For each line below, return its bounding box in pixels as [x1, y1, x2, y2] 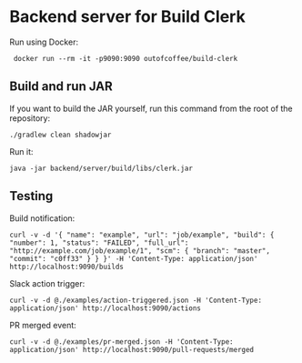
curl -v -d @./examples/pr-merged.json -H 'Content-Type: [9, 337, 234, 347]
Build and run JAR [9, 79, 114, 95]
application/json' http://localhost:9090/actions [9, 303, 202, 313]
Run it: [9, 146, 34, 156]
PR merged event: [9, 319, 77, 330]
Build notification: [9, 212, 75, 224]
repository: [9, 112, 51, 124]
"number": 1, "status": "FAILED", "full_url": [9, 238, 189, 247]
